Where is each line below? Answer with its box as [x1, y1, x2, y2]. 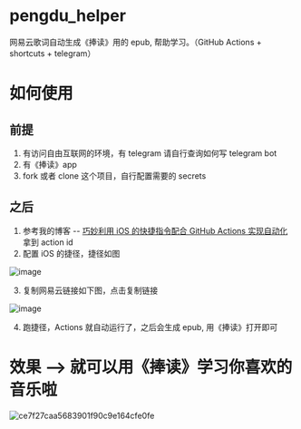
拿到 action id [22, 237, 74, 248]
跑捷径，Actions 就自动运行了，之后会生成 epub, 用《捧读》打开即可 [22, 321, 278, 332]
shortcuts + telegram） [9, 47, 96, 59]
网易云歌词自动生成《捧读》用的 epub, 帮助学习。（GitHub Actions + [9, 36, 262, 47]
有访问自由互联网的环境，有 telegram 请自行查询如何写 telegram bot [22, 147, 277, 159]
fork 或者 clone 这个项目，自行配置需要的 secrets [22, 170, 207, 181]
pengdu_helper [9, 5, 127, 26]
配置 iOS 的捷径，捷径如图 [22, 248, 121, 258]
